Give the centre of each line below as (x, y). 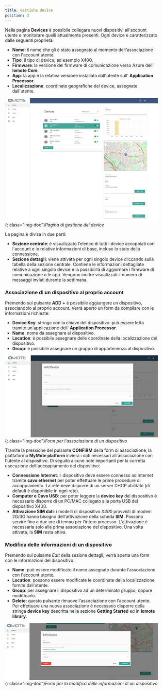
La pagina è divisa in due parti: (36, 234)
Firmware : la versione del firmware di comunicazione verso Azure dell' (83, 65)
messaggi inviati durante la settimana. (50, 280)
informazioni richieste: (27, 313)
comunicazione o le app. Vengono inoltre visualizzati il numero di (77, 274)
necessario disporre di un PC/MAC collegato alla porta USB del (75, 501)
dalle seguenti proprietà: (30, 40)
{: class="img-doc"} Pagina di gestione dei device (55, 225)
